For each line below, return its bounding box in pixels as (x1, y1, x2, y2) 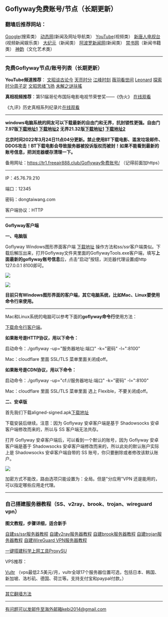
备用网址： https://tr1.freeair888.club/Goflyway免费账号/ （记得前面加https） (5, 159, 162, 165)
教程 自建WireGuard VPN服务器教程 (13, 537, 87, 543)
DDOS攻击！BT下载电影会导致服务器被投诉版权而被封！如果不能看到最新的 (5, 142, 159, 149)
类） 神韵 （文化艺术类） (5, 46, 55, 52)
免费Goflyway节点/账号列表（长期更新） (5, 64, 103, 71)
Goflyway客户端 (5, 222, 39, 228)
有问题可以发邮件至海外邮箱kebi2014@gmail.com (5, 606, 106, 612)
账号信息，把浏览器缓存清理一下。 (5, 149, 75, 155)
